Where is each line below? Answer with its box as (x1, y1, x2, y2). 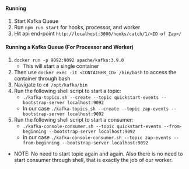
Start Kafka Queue (13, 18, 59, 25)
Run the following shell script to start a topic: (13, 88, 122, 95)
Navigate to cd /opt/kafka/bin (13, 81, 88, 88)
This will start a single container (22, 63, 100, 70)
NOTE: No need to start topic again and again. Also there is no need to (13, 150, 183, 157)
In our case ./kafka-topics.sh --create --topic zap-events (22, 105, 169, 112)
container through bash (13, 75, 71, 82)
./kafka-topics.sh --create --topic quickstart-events (22, 95, 159, 101)
